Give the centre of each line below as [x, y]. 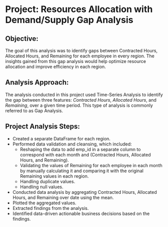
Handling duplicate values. [48, 181]
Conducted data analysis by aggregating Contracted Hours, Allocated [85, 192]
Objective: [22, 39]
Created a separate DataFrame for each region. [61, 138]
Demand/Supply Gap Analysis [69, 20]
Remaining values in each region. [54, 176]
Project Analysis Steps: [43, 127]
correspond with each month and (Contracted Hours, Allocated [85, 155]
